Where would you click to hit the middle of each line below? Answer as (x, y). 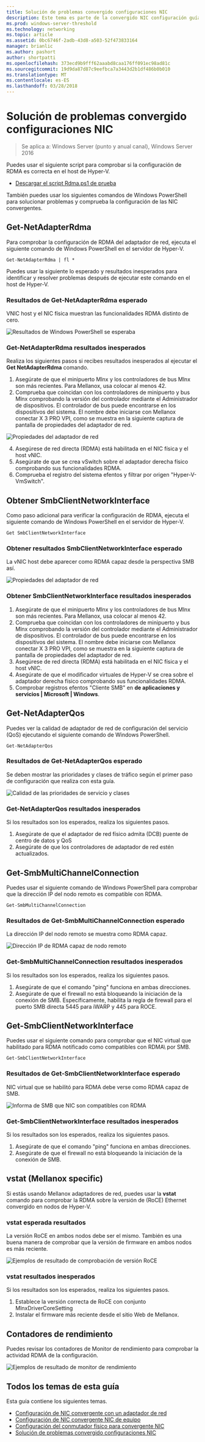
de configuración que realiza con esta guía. (61, 781)
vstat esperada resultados (46, 1222)
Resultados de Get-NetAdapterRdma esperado (77, 300)
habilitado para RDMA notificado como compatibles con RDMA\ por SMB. (99, 1047)
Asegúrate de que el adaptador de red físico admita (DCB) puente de (102, 834)
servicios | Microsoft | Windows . (57, 694)
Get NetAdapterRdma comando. (48, 368)
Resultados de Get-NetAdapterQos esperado (74, 761)
